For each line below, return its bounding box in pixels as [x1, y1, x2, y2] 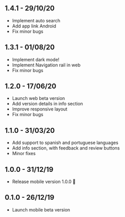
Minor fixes [12, 151, 36, 157]
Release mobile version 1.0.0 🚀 [12, 178, 76, 185]
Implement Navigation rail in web [12, 62, 81, 68]
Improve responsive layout [12, 106, 68, 112]
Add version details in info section [12, 101, 83, 107]
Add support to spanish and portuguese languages [12, 139, 118, 146]
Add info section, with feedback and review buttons [12, 145, 120, 151]
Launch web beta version [12, 95, 65, 101]
